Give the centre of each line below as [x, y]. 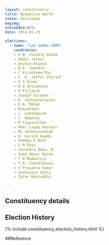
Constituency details [37, 201]
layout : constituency [27, 9]
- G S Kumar [26, 82]
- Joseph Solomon [31, 95]
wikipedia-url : [20, 28]
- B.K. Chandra [29, 68]
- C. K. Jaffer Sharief [38, 77]
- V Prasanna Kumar [34, 168]
